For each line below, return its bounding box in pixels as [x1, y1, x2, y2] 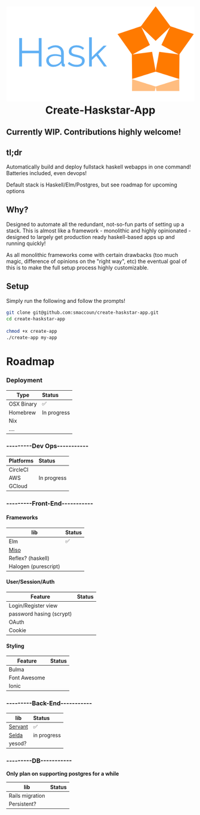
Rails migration [8, 792, 45, 799]
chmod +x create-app [6, 329, 58, 335]
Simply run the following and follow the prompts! [6, 297, 125, 304]
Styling [6, 642, 25, 649]
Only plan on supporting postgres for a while [6, 770, 119, 777]
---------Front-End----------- [6, 499, 94, 507]
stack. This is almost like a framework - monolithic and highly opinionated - [6, 227, 191, 234]
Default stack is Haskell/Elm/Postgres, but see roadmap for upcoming [6, 181, 177, 188]
